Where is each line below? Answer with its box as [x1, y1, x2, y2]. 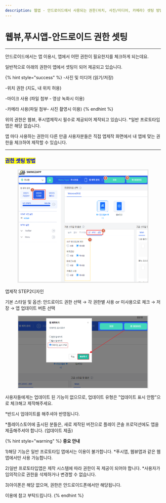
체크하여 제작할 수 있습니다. [14, 139, 68, 145]
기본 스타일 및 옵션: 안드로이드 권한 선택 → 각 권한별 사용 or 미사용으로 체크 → [5, 299, 156, 305]
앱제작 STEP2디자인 [5, 288, 44, 294]
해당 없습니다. [14, 123, 41, 129]
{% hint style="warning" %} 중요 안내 [5, 438, 80, 444]
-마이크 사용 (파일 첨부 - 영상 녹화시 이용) [5, 95, 85, 101]
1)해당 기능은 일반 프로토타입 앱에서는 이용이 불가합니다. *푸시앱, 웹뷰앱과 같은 [5, 448, 156, 455]
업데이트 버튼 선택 [20, 305, 55, 311]
